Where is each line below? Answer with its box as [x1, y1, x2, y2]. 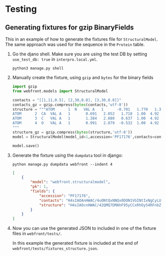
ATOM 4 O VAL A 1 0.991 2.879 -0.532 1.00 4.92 [12, 121, 160, 126]
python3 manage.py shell [12, 66, 64, 71]
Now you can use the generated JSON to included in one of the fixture [12, 225, 157, 231]
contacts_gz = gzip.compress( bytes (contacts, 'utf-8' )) [12, 102, 128, 107]
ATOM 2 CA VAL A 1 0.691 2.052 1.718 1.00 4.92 [12, 111, 160, 117]
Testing [5, 3, 37, 15]
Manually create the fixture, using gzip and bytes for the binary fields [12, 75, 154, 80]
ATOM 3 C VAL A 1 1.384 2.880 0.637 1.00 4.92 [12, 116, 160, 121]
